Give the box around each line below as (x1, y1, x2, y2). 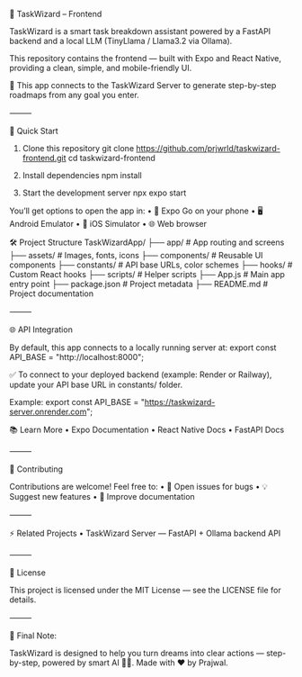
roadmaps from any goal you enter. (9, 90, 139, 100)
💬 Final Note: (9, 630, 57, 641)
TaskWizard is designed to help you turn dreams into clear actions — (9, 648, 265, 658)
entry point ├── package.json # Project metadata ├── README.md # (9, 279, 269, 289)
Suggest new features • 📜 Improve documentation (9, 492, 195, 501)
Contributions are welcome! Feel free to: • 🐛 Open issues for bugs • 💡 (9, 482, 268, 492)
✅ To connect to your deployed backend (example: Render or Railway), (9, 369, 272, 380)
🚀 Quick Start (9, 126, 58, 136)
